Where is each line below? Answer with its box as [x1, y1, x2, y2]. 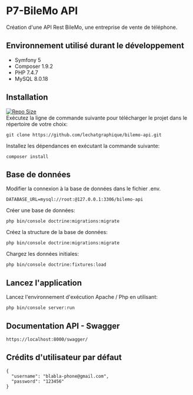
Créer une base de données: [6, 207, 75, 214]
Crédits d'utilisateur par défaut [6, 353, 122, 363]
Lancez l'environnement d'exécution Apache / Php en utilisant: [6, 294, 158, 301]
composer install [6, 153, 49, 160]
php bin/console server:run [6, 305, 75, 311]
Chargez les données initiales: [6, 251, 79, 258]
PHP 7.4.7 [14, 69, 38, 76]
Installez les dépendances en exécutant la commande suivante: [6, 142, 160, 149]
